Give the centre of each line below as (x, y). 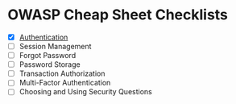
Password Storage (50, 64)
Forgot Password (48, 56)
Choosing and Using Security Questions (85, 92)
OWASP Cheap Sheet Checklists (118, 15)
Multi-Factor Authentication (65, 83)
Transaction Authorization (62, 73)
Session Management (55, 46)
